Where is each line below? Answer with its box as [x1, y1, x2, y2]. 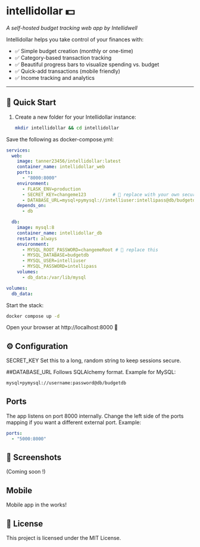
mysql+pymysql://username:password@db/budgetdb [6, 380, 127, 386]
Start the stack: [6, 301, 44, 308]
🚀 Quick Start [6, 97, 57, 108]
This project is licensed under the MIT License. [6, 534, 121, 542]
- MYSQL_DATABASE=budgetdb [21, 252, 89, 258]
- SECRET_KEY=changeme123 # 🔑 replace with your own [21, 191, 180, 197]
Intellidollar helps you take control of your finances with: [6, 36, 144, 43]
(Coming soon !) [6, 468, 46, 475]
